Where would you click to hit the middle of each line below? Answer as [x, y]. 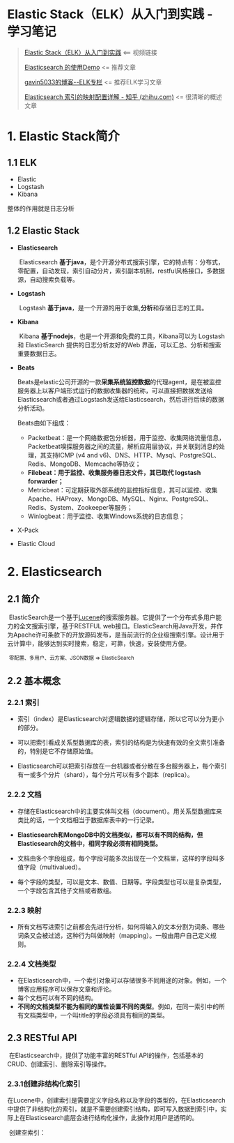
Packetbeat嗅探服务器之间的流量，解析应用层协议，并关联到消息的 [123, 446]
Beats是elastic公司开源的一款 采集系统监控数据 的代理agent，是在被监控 [119, 381]
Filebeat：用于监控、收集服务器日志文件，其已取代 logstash [114, 472]
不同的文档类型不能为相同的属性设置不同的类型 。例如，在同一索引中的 [118, 1007]
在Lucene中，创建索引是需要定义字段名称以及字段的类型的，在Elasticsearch [116, 1100]
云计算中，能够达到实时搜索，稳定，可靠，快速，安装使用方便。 [99, 643]
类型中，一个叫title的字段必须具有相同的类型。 [102, 1015]
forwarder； [46, 481]
